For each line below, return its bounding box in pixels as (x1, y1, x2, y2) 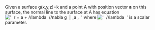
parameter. (5, 19, 28, 25)
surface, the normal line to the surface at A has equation (5, 9, 120, 15)
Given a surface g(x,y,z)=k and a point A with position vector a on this (5, 4, 147, 10)
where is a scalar (83, 15, 150, 20)
